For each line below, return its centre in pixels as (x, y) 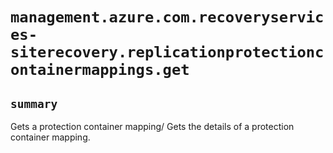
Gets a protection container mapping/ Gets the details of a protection (152, 126)
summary (34, 103)
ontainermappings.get (100, 70)
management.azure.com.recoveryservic (167, 17)
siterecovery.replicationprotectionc (167, 52)
